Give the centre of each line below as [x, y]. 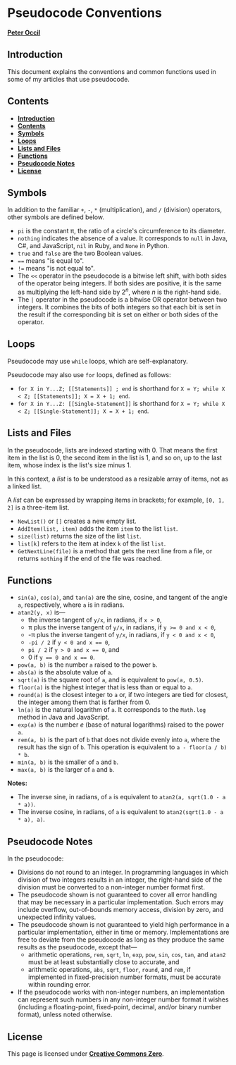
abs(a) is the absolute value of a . [65, 672]
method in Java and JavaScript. [63, 718]
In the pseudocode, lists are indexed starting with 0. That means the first [113, 450]
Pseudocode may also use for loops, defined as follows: [89, 374]
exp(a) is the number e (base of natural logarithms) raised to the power [120, 725]
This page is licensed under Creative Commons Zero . [86, 1054]
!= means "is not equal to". [56, 269]
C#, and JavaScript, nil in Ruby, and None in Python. [93, 246]
